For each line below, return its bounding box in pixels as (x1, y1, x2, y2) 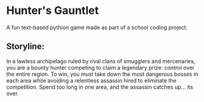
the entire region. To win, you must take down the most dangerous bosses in (6, 70, 199, 78)
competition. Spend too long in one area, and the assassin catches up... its (6, 83, 194, 90)
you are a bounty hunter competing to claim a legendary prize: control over (6, 64, 195, 71)
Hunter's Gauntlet (6, 4, 99, 18)
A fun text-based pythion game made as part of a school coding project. (6, 24, 188, 31)
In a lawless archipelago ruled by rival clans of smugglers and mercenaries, (6, 57, 196, 64)
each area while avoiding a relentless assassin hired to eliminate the (6, 76, 177, 84)
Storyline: (6, 41, 44, 52)
